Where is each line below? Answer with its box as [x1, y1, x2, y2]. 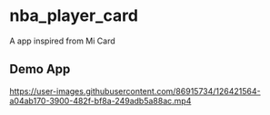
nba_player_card [9, 5, 139, 26]
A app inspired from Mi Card [9, 35, 115, 46]
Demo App [9, 62, 71, 77]
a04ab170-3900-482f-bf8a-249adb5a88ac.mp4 [9, 95, 192, 106]
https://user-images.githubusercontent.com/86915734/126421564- [9, 85, 261, 96]
